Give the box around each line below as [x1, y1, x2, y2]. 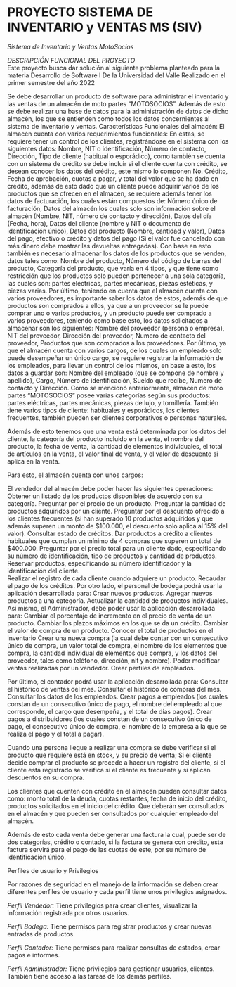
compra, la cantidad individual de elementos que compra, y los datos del [7, 649, 218, 657]
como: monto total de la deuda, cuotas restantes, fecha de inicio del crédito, [7, 794, 228, 803]
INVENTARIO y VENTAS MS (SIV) [7, 19, 202, 35]
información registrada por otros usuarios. [7, 908, 130, 917]
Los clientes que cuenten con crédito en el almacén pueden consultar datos [7, 787, 227, 795]
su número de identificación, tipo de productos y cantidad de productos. [7, 552, 217, 560]
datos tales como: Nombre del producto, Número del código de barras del [7, 256, 221, 265]
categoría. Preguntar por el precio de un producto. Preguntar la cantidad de [7, 499, 226, 507]
